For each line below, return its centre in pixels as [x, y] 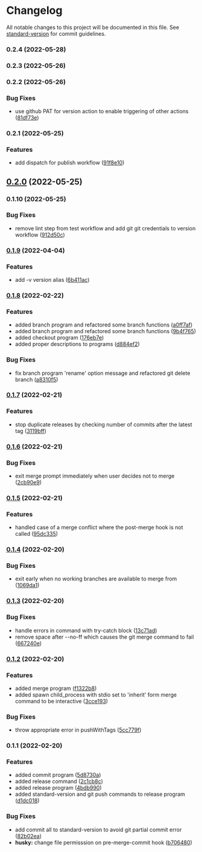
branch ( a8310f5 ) [36, 379]
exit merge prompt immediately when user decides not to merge [95, 476]
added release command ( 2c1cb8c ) [59, 781]
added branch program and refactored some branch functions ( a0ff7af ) [104, 325]
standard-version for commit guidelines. [56, 33]
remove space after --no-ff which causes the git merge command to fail [104, 637]
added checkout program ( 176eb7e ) [59, 338]
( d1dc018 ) [27, 801]
